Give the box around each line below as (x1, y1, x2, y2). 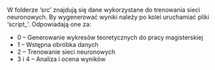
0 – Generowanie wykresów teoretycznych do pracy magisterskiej (16, 33, 203, 41)
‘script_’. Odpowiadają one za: (7, 20, 92, 28)
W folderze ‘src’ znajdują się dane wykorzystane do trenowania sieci (7, 6, 201, 14)
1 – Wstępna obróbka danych (16, 41, 99, 48)
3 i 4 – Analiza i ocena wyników (16, 55, 106, 63)
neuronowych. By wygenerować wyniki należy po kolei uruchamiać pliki (7, 13, 210, 21)
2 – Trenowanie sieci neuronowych (16, 48, 116, 56)
